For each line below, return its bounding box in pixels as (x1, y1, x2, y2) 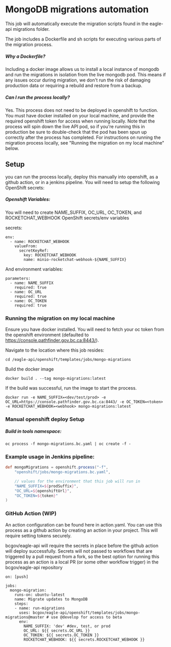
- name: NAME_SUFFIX (10, 280, 54, 286)
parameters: (5, 276, 31, 281)
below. (5, 145, 19, 151)
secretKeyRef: (18, 248, 50, 253)
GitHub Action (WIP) (5, 510, 57, 517)
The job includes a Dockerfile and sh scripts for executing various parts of (5, 36, 161, 42)
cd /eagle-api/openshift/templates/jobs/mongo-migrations (5, 357, 131, 362)
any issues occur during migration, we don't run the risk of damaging (5, 77, 151, 83)
